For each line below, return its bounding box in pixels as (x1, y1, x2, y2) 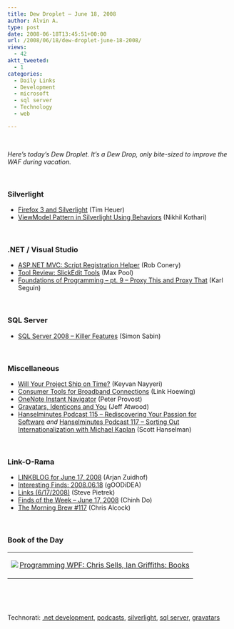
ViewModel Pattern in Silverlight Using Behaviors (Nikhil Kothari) (17, 213, 207, 222)
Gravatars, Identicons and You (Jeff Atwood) (17, 402, 150, 411)
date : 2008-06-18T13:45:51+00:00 (7, 30, 107, 38)
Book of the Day (7, 535, 64, 545)
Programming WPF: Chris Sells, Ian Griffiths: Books (19, 560, 190, 570)
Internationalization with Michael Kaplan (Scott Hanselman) (17, 425, 192, 433)
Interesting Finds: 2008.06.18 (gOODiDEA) (17, 480, 141, 490)
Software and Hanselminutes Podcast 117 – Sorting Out (17, 417, 180, 426)
